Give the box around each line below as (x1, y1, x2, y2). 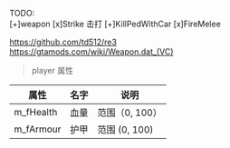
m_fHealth (14, 106, 58, 118)
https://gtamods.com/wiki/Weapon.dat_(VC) (9, 46, 174, 57)
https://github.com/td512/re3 (9, 36, 118, 47)
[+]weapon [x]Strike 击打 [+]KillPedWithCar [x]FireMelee (9, 18, 222, 29)
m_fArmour (14, 123, 62, 135)
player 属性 (31, 65, 74, 75)
